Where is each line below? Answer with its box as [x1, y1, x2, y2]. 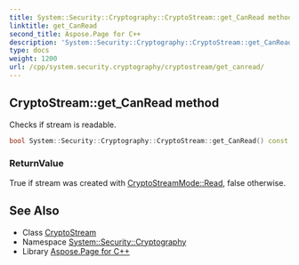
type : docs [9, 46, 50, 55]
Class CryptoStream [21, 227, 97, 237]
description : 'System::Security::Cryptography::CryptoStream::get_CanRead [9, 37, 293, 47]
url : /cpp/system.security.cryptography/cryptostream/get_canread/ [9, 63, 265, 72]
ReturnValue [9, 157, 64, 170]
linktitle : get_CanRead [9, 21, 98, 30]
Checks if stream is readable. [9, 119, 117, 130]
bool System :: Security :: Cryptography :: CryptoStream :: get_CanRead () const [9, 136, 289, 145]
